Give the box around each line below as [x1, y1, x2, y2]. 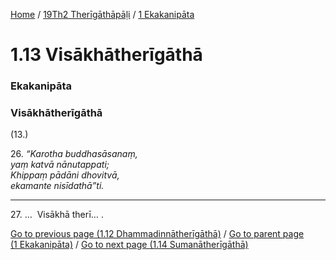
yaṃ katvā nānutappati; [10, 159, 110, 171]
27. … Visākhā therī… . [10, 209, 104, 221]
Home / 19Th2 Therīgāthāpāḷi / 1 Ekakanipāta [10, 9, 195, 20]
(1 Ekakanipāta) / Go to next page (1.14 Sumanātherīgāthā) [10, 239, 249, 251]
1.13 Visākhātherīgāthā [10, 44, 203, 66]
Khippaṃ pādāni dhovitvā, [10, 169, 120, 181]
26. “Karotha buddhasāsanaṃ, [10, 148, 138, 160]
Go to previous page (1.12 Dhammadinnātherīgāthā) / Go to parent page [10, 228, 305, 240]
